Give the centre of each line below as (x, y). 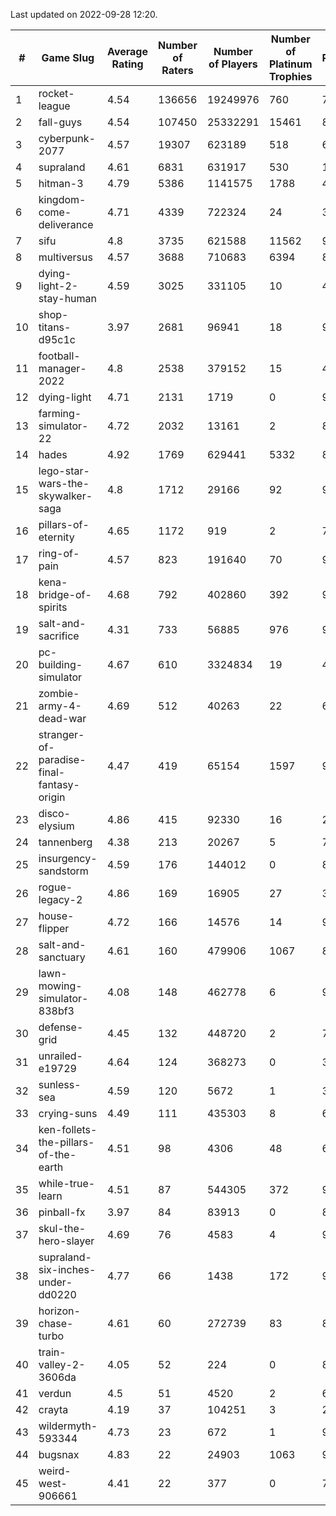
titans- (55, 327)
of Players (233, 64)
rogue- (55, 887)
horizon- (59, 1311)
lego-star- (64, 471)
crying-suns (68, 1113)
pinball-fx (62, 1212)
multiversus (65, 257)
